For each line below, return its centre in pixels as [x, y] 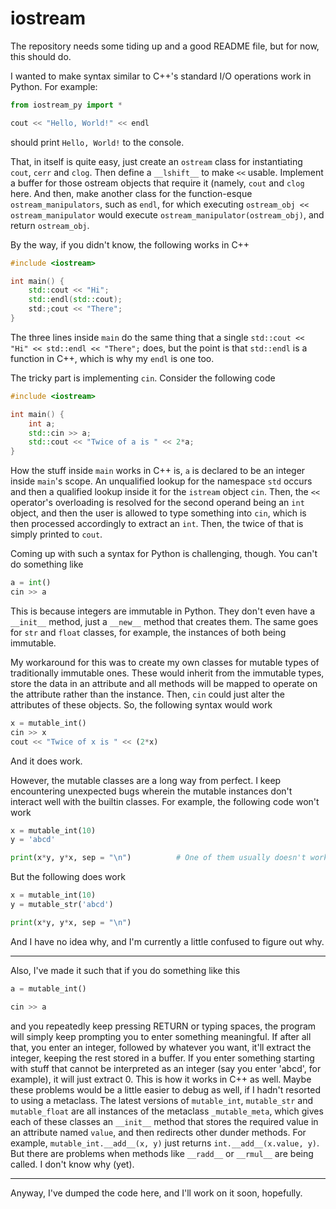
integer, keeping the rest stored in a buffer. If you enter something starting [162, 1058]
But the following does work [68, 877]
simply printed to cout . [56, 534]
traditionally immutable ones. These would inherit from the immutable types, [167, 673]
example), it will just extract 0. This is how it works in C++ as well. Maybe [161, 1079]
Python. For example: [54, 86]
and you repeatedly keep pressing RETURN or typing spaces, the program [163, 1026]
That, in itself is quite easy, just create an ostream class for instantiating [156, 161]
